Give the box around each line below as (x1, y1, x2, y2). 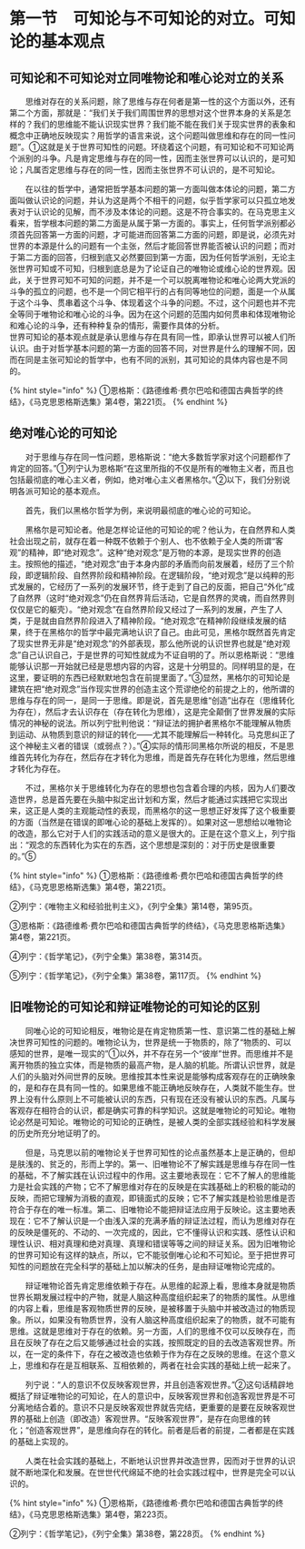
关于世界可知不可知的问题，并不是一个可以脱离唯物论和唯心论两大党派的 (25, 275, 296, 285)
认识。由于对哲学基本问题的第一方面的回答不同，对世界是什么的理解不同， (9, 343, 288, 353)
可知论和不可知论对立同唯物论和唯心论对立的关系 (9, 70, 284, 86)
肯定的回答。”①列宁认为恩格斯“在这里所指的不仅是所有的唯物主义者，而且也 (9, 462, 294, 473)
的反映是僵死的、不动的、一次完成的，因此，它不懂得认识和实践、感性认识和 (9, 1226, 296, 1238)
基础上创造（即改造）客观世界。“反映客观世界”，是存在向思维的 (25, 1412, 263, 1424)
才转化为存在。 (9, 763, 65, 774)
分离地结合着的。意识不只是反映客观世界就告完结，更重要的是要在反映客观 (9, 1402, 288, 1412)
